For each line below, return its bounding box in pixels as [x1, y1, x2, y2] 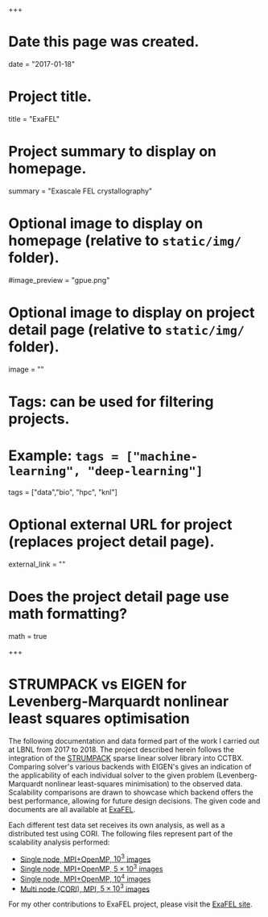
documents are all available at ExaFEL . [8, 804, 136, 814]
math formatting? [8, 604, 127, 623]
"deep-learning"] [87, 464, 204, 479]
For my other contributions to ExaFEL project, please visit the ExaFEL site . [8, 899, 254, 909]
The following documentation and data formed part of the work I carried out [8, 736, 260, 745]
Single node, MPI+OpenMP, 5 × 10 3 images [19, 863, 163, 873]
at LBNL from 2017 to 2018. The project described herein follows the [8, 745, 235, 754]
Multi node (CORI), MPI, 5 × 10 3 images [19, 882, 150, 894]
